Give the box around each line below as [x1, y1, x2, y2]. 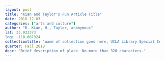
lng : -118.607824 [5, 35, 41, 40]
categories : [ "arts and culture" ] [5, 21, 76, 26]
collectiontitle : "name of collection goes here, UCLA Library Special [5, 39, 155, 44]
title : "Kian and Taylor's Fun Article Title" [5, 12, 102, 17]
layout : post [5, 7, 32, 12]
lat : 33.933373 [5, 30, 36, 35]
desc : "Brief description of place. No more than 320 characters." [5, 48, 146, 53]
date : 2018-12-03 [5, 16, 41, 21]
